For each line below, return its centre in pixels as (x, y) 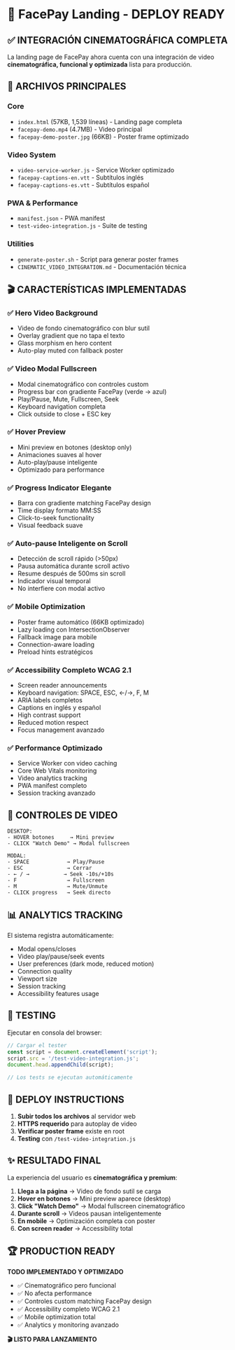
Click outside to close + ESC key (64, 414)
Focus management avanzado (61, 730)
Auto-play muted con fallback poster (70, 350)
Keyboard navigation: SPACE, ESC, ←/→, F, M (83, 693)
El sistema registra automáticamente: (60, 935)
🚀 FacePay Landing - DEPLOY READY (116, 14)
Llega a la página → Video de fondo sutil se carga (89, 1191)
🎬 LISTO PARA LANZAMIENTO (52, 1339)
